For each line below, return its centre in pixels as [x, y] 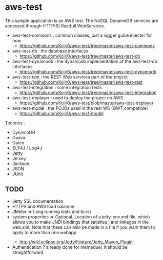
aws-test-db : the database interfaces [50, 51]
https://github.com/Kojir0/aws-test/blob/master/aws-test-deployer [86, 103]
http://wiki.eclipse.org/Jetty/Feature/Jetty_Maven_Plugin [76, 242]
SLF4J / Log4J [27, 148]
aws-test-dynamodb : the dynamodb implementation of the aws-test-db [85, 61]
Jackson [21, 164]
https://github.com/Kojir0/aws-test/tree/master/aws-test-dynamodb [88, 71]
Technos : [15, 123]
